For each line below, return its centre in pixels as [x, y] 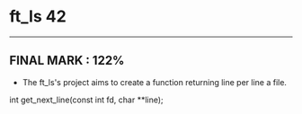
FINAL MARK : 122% [67, 61]
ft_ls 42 [38, 17]
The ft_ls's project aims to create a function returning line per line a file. [155, 82]
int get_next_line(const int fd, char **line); [86, 100]
